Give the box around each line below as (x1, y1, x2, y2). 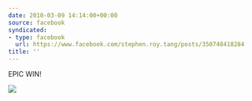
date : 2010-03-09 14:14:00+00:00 (8, 11, 118, 20)
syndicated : (8, 26, 47, 34)
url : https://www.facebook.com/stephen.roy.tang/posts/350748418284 (15, 41, 245, 49)
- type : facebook (8, 33, 65, 41)
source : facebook (8, 19, 65, 27)
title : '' (8, 48, 41, 56)
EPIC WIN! (8, 70, 42, 78)
